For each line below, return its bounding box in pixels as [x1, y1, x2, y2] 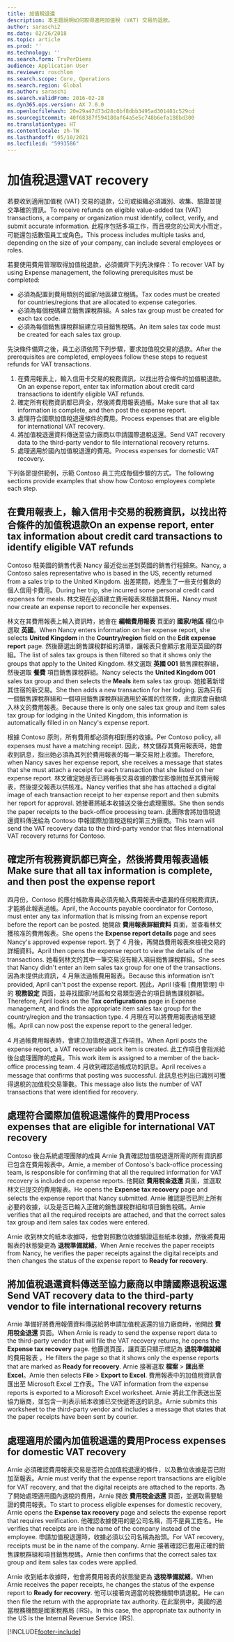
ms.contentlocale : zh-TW [7, 127, 79, 134]
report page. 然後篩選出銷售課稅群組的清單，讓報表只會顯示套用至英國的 [7, 641, 217, 650]
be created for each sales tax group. [17, 330, 122, 339]
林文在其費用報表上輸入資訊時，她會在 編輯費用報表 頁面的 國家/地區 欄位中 [7, 617, 224, 625]
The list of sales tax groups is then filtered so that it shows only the [19, 650, 212, 659]
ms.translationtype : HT [7, 120, 77, 128]
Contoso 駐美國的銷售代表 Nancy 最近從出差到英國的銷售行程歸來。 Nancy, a [7, 561, 227, 569]
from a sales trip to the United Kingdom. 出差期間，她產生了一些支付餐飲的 [7, 577, 221, 585]
